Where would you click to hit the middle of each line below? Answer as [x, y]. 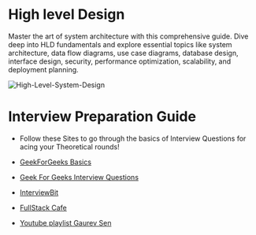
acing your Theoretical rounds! [69, 146]
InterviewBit [39, 192]
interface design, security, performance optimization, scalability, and [120, 61]
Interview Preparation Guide [102, 117]
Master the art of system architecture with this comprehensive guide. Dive [128, 36]
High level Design [67, 15]
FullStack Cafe [43, 207]
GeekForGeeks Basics [56, 162]
